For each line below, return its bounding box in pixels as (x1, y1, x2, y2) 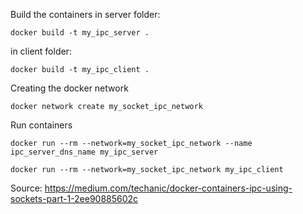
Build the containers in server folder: (10, 9, 161, 20)
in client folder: (10, 45, 72, 57)
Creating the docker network (10, 82, 129, 94)
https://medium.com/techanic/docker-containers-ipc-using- (44, 182, 293, 194)
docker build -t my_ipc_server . (10, 28, 150, 38)
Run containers (10, 119, 73, 131)
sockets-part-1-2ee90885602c (10, 193, 139, 204)
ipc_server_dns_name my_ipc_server (10, 147, 159, 157)
